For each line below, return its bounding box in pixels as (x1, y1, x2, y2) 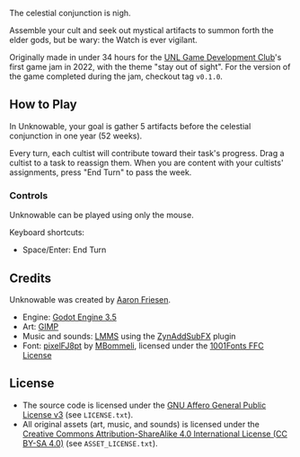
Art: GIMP (22, 321, 59, 331)
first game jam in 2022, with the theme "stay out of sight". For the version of (9, 62, 291, 72)
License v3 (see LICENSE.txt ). (22, 409, 134, 420)
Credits (9, 270, 52, 286)
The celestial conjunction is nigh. (9, 8, 132, 18)
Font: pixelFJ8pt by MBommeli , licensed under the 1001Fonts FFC (22, 340, 265, 351)
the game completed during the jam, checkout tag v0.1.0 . (9, 71, 223, 82)
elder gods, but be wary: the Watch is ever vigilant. (9, 35, 198, 45)
